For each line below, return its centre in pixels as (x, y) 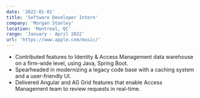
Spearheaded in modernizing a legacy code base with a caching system (105, 69)
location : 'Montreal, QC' (39, 29)
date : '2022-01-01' (31, 12)
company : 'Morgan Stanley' (40, 23)
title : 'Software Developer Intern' (52, 17)
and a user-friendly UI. (43, 76)
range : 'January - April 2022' (45, 34)
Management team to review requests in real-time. (77, 89)
